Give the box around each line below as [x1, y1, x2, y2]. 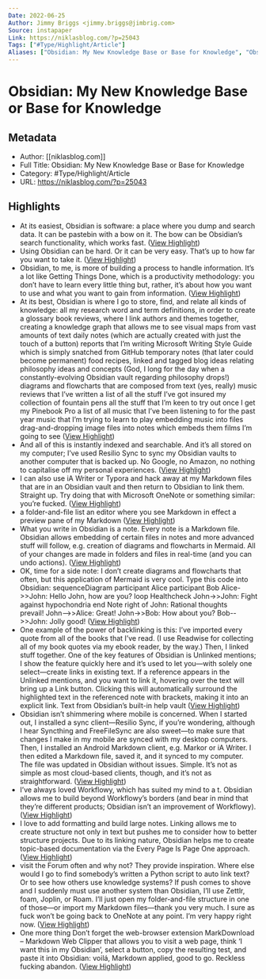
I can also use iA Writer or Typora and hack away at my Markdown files [19, 473, 252, 483]
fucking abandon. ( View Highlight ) [19, 962, 132, 971]
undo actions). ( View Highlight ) [19, 558, 121, 567]
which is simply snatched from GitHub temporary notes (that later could [19, 347, 253, 356]
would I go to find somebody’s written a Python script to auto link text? [19, 869, 250, 878]
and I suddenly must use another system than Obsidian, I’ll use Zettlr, [19, 886, 245, 895]
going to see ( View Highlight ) [19, 431, 115, 440]
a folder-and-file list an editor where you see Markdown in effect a [19, 507, 237, 516]
